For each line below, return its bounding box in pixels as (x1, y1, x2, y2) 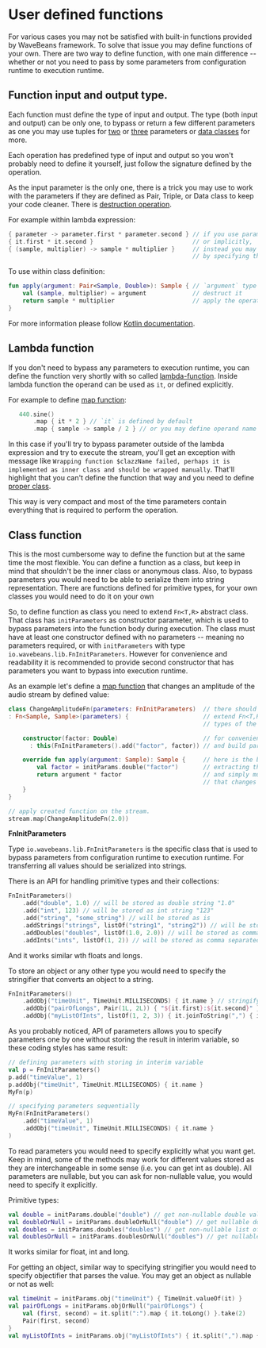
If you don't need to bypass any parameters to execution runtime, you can (8, 363, 250, 372)
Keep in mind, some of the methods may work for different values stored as (8, 1154, 255, 1164)
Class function (8, 528, 82, 541)
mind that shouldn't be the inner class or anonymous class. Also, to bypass (8, 566, 253, 576)
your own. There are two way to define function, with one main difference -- (8, 48, 257, 58)
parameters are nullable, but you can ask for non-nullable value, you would (8, 1171, 253, 1180)
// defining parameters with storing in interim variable (8, 1058, 203, 1066)
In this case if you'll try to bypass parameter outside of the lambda (8, 439, 225, 449)
